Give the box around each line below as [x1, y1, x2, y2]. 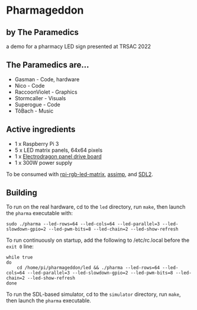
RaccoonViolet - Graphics [14, 88, 78, 95]
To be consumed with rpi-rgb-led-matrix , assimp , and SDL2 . [6, 170, 154, 178]
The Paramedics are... [6, 60, 90, 70]
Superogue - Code [14, 101, 60, 108]
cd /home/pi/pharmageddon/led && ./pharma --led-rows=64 [17, 265, 160, 271]
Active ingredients [6, 124, 76, 135]
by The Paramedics [6, 27, 79, 37]
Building [6, 188, 37, 198]
